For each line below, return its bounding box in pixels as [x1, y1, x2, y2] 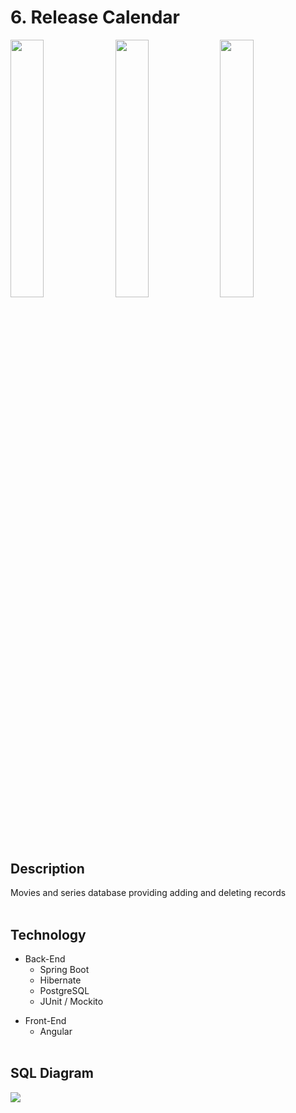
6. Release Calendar [10, 6, 180, 29]
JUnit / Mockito [39, 996, 104, 1008]
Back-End [24, 953, 66, 965]
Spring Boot [39, 964, 90, 976]
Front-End [24, 1015, 67, 1027]
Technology [10, 926, 87, 943]
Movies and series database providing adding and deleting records [10, 887, 287, 899]
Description [10, 860, 85, 877]
